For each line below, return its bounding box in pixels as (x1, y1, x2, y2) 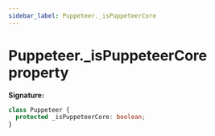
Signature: (8, 90, 44, 100)
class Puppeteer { (8, 105, 70, 113)
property (8, 64, 69, 81)
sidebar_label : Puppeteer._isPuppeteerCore (8, 11, 157, 20)
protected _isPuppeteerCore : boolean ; (15, 113, 147, 122)
